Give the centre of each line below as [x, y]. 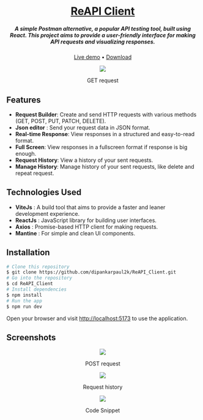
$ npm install [24, 295]
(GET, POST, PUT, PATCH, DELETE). [61, 121]
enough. [26, 153]
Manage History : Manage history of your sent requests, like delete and [105, 166]
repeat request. [35, 173]
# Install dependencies [37, 289]
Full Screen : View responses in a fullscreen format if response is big [101, 147]
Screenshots [31, 338]
